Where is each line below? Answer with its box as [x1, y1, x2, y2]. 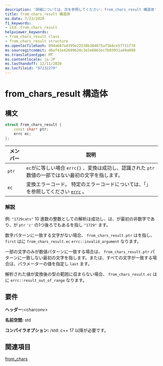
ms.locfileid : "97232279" [5, 66, 57, 71]
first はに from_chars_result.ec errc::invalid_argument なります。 [5, 238, 142, 244]
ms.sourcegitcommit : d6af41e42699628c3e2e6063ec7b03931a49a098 [5, 48, 136, 52]
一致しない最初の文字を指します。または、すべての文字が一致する [21, 255, 153, 261]
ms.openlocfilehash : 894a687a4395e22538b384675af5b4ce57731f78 [5, 43, 136, 48]
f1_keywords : [5, 20, 32, 26]
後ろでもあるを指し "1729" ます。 [44, 222, 111, 227]
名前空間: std [5, 317, 32, 323]
